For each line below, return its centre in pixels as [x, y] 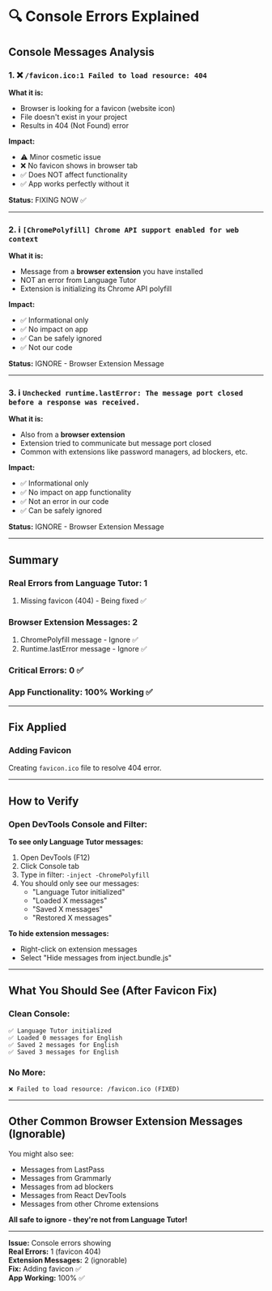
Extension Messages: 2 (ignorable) [68, 1260]
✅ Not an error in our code [64, 502]
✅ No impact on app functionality [76, 493]
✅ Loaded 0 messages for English [66, 1038]
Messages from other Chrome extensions [89, 1203]
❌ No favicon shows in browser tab [79, 165]
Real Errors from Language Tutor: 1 [78, 583]
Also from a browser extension [72, 434]
